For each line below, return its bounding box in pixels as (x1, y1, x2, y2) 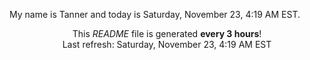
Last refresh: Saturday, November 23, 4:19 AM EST (62, 39, 272, 50)
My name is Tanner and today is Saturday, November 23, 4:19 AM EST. (9, 9, 301, 20)
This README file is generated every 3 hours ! (72, 28, 262, 39)
